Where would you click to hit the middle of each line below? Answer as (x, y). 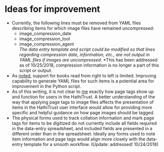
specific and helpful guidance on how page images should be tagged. (83, 112)
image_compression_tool (45, 39)
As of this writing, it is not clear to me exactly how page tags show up (83, 91)
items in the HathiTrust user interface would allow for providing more (82, 107)
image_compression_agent (47, 44)
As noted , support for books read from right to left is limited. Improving (84, 76)
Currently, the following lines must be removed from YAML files (76, 23)
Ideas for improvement (52, 9)
